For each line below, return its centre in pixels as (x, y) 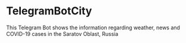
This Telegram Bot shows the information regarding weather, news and (93, 27)
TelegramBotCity (49, 11)
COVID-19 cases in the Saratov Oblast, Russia (62, 33)
